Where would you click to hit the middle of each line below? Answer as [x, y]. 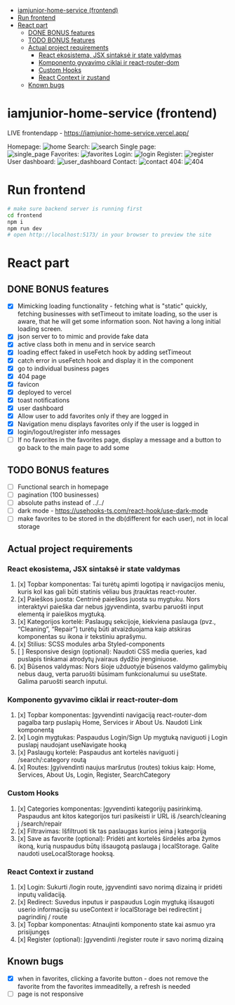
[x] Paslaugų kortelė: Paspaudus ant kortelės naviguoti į [98, 752]
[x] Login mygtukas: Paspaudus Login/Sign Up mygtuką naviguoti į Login [122, 737]
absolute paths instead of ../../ [61, 503]
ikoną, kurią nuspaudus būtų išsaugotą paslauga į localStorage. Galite [118, 846]
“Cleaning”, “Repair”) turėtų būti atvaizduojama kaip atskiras [104, 629]
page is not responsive [51, 994]
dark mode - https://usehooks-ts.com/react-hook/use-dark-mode [113, 511]
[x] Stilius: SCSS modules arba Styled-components [91, 644]
